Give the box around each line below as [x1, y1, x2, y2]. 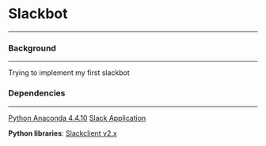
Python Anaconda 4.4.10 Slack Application [8, 113, 146, 122]
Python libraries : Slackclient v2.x [8, 128, 117, 138]
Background [8, 43, 57, 54]
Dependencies [8, 88, 66, 99]
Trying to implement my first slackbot [8, 68, 131, 77]
